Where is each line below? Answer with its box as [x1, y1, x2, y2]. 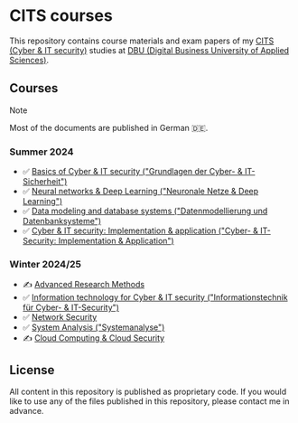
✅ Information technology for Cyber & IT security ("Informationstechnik [22, 292, 288, 303]
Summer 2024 [9, 146, 74, 158]
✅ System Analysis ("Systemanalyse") [22, 322, 165, 333]
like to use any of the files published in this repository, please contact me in [9, 396, 290, 407]
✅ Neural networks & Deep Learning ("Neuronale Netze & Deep [22, 186, 259, 197]
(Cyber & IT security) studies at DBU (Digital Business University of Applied [9, 44, 290, 55]
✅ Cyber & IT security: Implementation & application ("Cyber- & [22, 225, 259, 236]
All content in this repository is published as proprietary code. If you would [9, 386, 287, 398]
